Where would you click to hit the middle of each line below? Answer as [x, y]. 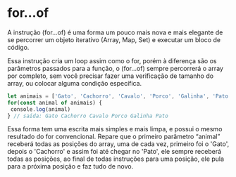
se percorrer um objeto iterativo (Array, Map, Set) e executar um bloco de [114, 39]
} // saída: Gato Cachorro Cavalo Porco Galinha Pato [88, 116]
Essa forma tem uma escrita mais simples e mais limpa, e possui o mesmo [115, 129]
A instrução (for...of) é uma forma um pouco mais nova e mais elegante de [115, 32]
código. [18, 47]
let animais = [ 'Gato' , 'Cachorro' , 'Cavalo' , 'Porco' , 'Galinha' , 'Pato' [119, 96]
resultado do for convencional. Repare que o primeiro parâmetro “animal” [114, 137]
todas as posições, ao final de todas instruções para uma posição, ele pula [116, 159]
